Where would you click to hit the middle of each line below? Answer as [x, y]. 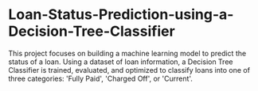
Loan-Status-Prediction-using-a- [121, 15]
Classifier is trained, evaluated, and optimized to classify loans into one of [129, 70]
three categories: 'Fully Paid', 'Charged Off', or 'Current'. [101, 78]
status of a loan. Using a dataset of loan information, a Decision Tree [121, 62]
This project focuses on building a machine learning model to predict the [127, 53]
